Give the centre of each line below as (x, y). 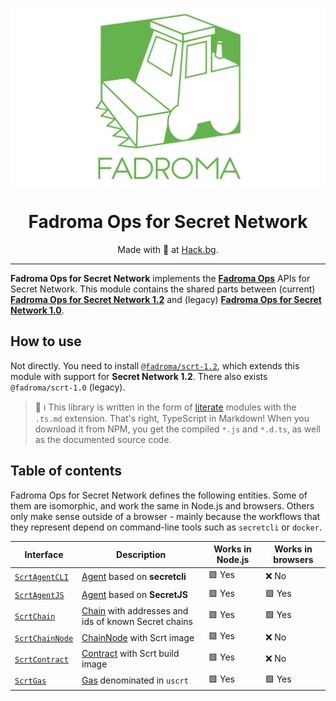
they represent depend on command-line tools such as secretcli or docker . (166, 527)
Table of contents (66, 471)
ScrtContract (41, 659)
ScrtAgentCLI (41, 577)
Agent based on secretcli (134, 576)
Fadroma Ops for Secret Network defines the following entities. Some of (159, 495)
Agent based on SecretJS (134, 595)
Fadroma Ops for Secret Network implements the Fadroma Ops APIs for (160, 278)
